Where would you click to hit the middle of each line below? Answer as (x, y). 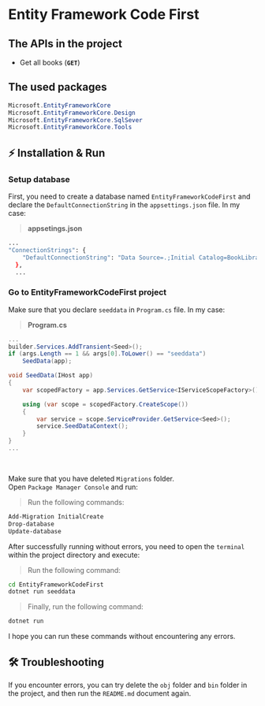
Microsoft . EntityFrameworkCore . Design (72, 113)
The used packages (58, 87)
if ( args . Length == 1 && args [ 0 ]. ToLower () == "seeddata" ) (107, 354)
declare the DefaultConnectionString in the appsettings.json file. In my (124, 205)
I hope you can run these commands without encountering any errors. (122, 637)
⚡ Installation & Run (57, 152)
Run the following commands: (76, 502)
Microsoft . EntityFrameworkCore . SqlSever (76, 120)
